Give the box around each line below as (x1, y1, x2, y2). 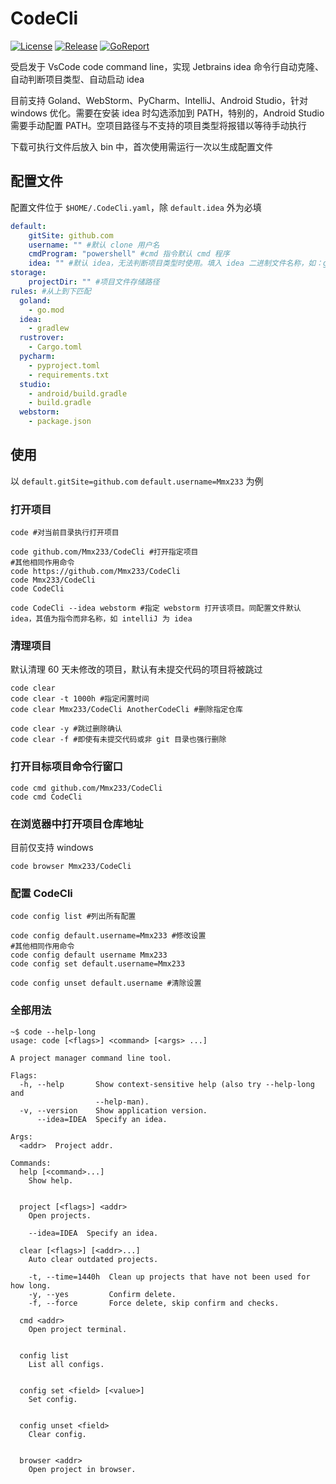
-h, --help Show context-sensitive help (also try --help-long (19, 1079, 315, 1089)
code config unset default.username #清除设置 (10, 978, 202, 989)
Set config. (28, 1394, 78, 1404)
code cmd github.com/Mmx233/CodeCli (10, 783, 163, 793)
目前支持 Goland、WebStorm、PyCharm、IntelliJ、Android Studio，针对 (10, 94, 309, 106)
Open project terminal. (28, 1324, 128, 1334)
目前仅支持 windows (10, 842, 94, 853)
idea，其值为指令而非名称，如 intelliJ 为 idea (10, 614, 193, 624)
